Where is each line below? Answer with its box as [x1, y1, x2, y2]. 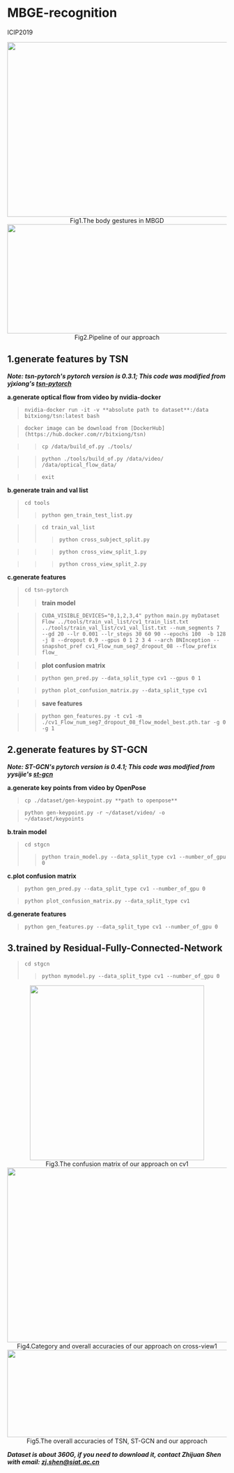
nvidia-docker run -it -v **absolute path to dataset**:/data [24, 406, 209, 413]
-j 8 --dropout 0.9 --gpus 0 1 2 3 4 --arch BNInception [41, 636, 211, 644]
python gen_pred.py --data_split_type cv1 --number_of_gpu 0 [24, 885, 206, 892]
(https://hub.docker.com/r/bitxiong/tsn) [24, 431, 146, 438]
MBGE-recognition [7, 5, 117, 21]
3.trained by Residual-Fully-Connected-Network [7, 942, 223, 954]
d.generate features [7, 910, 67, 918]
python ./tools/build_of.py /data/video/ [41, 455, 164, 462]
